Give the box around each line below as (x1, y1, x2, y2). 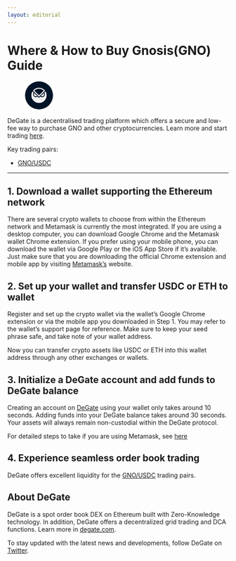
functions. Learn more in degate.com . (7, 524, 117, 534)
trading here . (7, 131, 45, 140)
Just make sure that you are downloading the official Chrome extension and (7, 252, 227, 261)
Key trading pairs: (7, 145, 58, 153)
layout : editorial (7, 11, 61, 18)
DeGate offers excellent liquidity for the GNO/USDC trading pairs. (7, 471, 196, 479)
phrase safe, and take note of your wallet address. (7, 333, 153, 341)
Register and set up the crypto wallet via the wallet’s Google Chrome (7, 310, 206, 318)
